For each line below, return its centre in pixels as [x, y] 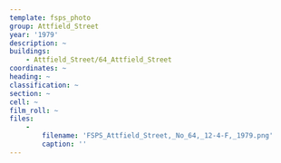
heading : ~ [30, 77]
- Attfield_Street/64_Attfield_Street [99, 60]
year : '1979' [34, 34]
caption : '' [65, 144]
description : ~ [38, 43]
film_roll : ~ [34, 110]
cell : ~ [24, 102]
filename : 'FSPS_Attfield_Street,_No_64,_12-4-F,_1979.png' [158, 136]
